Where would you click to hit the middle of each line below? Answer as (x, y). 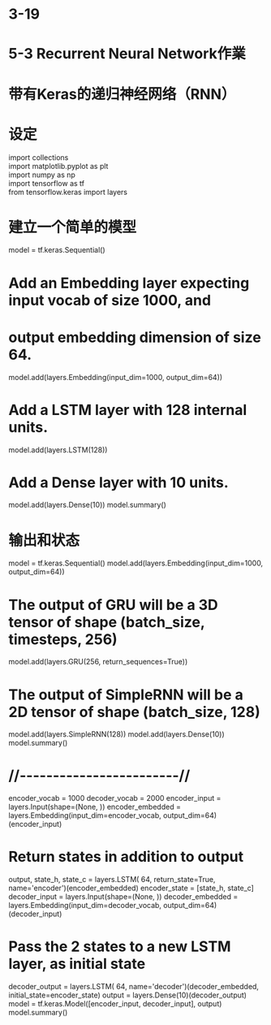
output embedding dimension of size (135, 337)
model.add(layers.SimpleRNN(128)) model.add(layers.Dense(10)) (116, 734)
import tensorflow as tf (47, 183)
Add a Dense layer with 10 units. (118, 482)
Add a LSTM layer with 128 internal (128, 410)
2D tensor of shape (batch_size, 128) (135, 712)
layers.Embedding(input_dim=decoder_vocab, (85, 906)
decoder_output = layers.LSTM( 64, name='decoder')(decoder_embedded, (134, 987)
